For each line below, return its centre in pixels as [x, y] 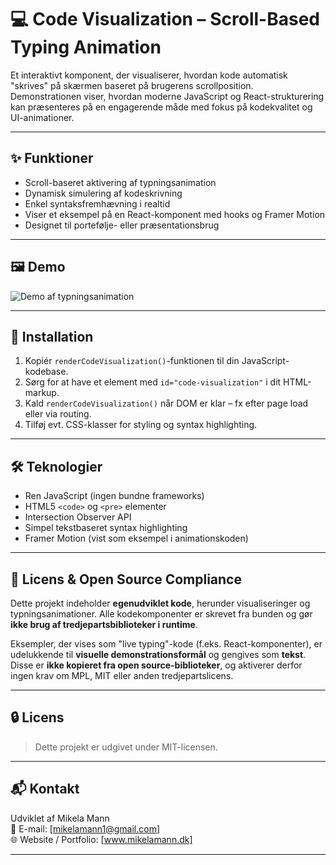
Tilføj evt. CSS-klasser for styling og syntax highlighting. [141, 425]
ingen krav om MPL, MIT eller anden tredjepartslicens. [122, 675]
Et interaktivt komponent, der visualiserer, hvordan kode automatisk [149, 75]
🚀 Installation [52, 336]
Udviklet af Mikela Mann [60, 818]
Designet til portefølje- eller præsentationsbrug [122, 225]
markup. [42, 393]
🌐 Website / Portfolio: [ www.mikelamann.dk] [101, 839]
